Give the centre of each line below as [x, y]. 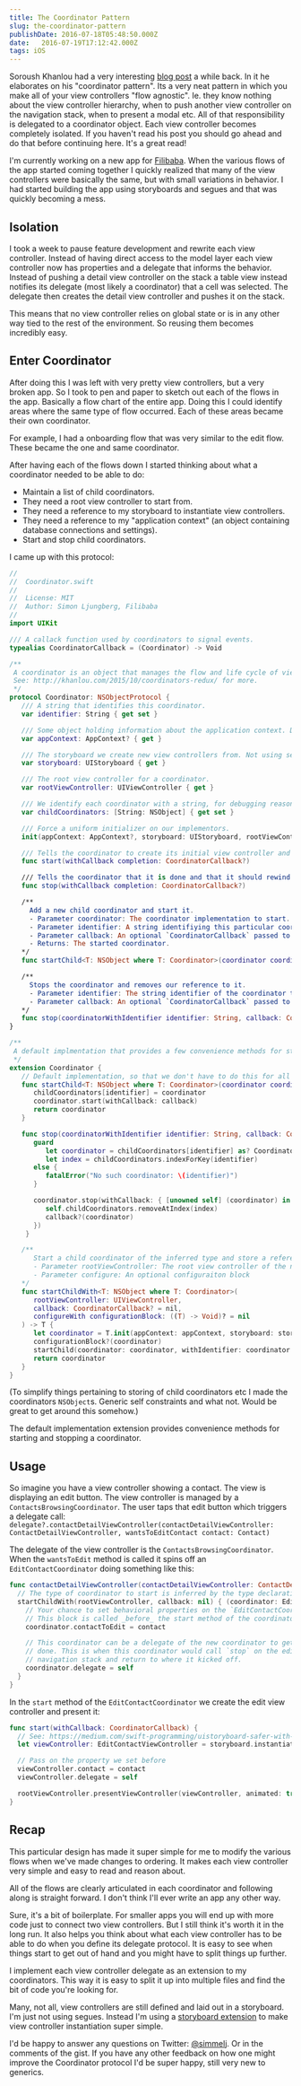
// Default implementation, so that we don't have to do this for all [156, 1076]
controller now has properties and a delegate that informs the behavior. [141, 267]
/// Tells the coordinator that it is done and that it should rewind [156, 877]
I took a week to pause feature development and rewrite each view [132, 249]
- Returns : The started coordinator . [99, 944]
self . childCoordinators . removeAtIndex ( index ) [132, 1209]
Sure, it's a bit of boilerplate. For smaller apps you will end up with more [142, 1915]
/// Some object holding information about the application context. [154, 730]
